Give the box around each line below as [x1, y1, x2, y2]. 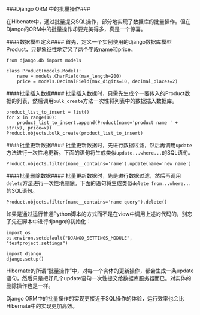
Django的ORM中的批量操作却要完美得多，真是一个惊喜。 [6, 26, 146, 32]
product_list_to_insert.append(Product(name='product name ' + [17, 120, 178, 126]
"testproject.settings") [6, 240, 68, 246]
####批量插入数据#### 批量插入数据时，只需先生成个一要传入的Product [6, 90, 185, 97]
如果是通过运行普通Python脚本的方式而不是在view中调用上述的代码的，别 [6, 210, 187, 217]
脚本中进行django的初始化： [22, 218, 92, 225]
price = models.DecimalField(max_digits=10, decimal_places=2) [17, 78, 178, 84]
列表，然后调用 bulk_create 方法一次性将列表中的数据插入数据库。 [16, 98, 178, 104]
